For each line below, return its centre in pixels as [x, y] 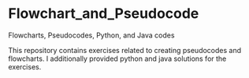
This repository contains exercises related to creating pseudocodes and [125, 50]
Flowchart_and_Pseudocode [104, 14]
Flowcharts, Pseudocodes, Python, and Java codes [91, 35]
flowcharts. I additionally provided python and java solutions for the [117, 58]
